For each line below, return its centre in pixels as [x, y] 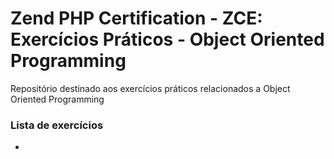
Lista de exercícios [57, 125]
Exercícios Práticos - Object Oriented [167, 39]
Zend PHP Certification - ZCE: [136, 18]
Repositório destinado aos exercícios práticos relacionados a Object [150, 88]
